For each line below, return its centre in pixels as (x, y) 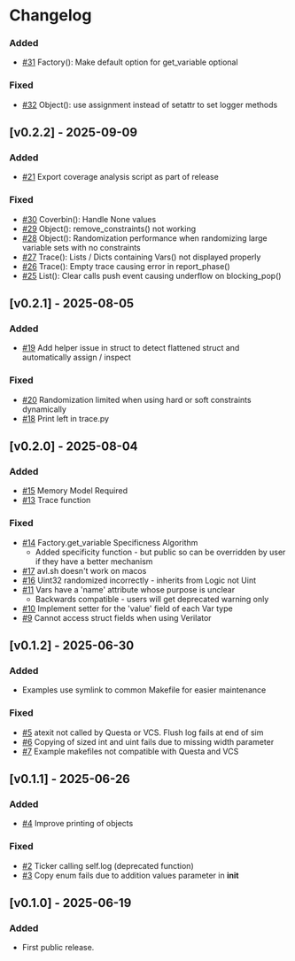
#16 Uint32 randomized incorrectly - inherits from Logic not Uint (139, 580)
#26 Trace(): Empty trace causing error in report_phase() (126, 266)
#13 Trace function (56, 500)
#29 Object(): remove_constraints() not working (109, 229)
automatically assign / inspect (76, 357)
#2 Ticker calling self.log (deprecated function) (108, 865)
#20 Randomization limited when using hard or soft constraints (136, 399)
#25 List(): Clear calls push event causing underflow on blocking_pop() (151, 275)
